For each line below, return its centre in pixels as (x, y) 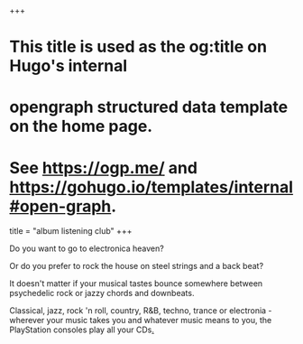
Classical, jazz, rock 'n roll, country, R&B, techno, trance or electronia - (141, 311)
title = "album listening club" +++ (71, 231)
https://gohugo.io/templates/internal (151, 187)
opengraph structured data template (149, 107)
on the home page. (81, 126)
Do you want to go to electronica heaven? (87, 248)
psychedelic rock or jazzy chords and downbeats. (102, 293)
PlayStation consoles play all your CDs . (82, 330)
